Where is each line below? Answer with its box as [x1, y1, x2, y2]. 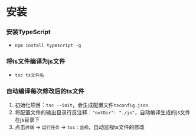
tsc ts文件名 [14, 72, 44, 78]
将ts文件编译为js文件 [6, 57, 66, 65]
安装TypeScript [6, 28, 51, 36]
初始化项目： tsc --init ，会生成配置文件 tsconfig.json [14, 101, 149, 109]
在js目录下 [14, 116, 40, 124]
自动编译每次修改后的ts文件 [6, 87, 84, 95]
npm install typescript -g [14, 42, 81, 49]
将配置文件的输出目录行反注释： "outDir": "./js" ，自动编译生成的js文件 [14, 109, 191, 116]
